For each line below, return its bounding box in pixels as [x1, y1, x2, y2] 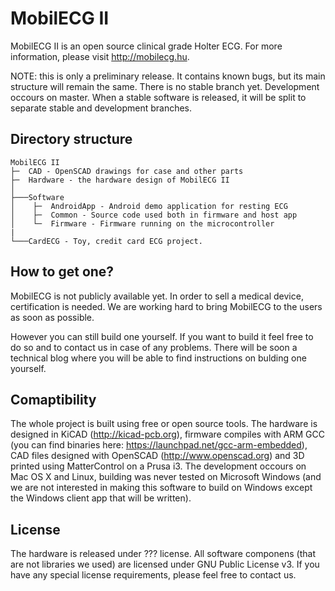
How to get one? [10, 263, 115, 281]
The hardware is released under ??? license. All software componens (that [10, 548, 316, 560]
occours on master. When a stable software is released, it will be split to [10, 91, 307, 103]
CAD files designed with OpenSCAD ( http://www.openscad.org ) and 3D [10, 450, 305, 462]
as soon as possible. [10, 311, 95, 323]
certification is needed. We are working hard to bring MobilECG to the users [10, 300, 323, 312]
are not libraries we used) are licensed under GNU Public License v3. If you [10, 558, 320, 571]
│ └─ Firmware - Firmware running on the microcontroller [10, 218, 275, 229]
